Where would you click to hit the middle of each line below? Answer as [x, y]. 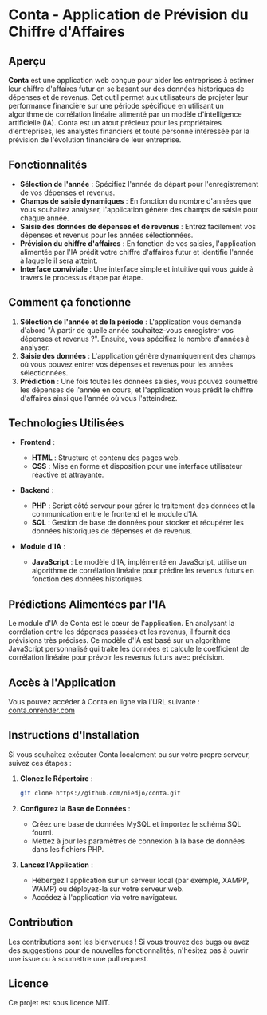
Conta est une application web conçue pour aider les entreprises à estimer [131, 80]
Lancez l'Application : [57, 865]
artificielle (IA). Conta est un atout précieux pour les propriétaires [115, 123]
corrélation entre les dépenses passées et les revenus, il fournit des [120, 632]
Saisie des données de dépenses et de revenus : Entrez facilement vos [138, 226]
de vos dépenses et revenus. [67, 192]
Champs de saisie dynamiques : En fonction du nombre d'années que [135, 200]
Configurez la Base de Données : [75, 808]
